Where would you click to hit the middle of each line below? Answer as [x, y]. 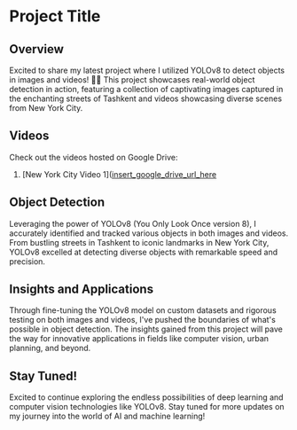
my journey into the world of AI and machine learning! [107, 416]
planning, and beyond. [50, 348]
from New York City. [46, 108]
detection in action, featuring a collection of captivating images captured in [146, 89]
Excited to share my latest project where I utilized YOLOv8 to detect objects [147, 70]
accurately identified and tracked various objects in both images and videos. [149, 233]
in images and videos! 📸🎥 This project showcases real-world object [132, 80]
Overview [37, 49]
